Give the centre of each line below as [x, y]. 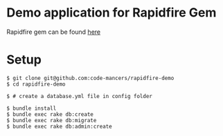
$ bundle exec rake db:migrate [52, 120]
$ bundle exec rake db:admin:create [59, 126]
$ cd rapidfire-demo [36, 84]
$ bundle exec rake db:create [50, 114]
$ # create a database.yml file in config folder [80, 96]
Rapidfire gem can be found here [54, 32]
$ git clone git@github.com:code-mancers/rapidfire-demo [90, 78]
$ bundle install [32, 108]
